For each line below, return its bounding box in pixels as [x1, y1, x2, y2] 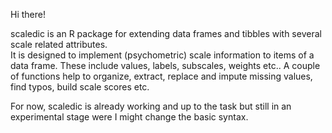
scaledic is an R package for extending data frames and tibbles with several [10, 28, 322, 39]
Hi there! [10, 9, 46, 20]
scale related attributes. [10, 39, 108, 50]
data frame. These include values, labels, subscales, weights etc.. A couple [10, 60, 321, 71]
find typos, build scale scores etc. [10, 81, 150, 93]
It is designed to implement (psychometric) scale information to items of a [10, 49, 315, 61]
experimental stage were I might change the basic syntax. [10, 111, 249, 123]
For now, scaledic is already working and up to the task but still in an [10, 100, 292, 112]
